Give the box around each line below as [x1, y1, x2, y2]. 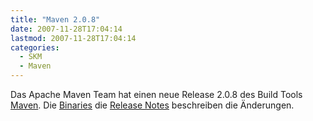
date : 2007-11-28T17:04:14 [10, 24, 123, 34]
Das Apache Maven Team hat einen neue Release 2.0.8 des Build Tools [10, 89, 303, 100]
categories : [10, 42, 60, 53]
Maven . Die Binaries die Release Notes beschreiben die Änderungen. [10, 99, 295, 111]
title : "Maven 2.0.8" [10, 14, 101, 25]
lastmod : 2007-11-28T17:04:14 [10, 33, 137, 43]
